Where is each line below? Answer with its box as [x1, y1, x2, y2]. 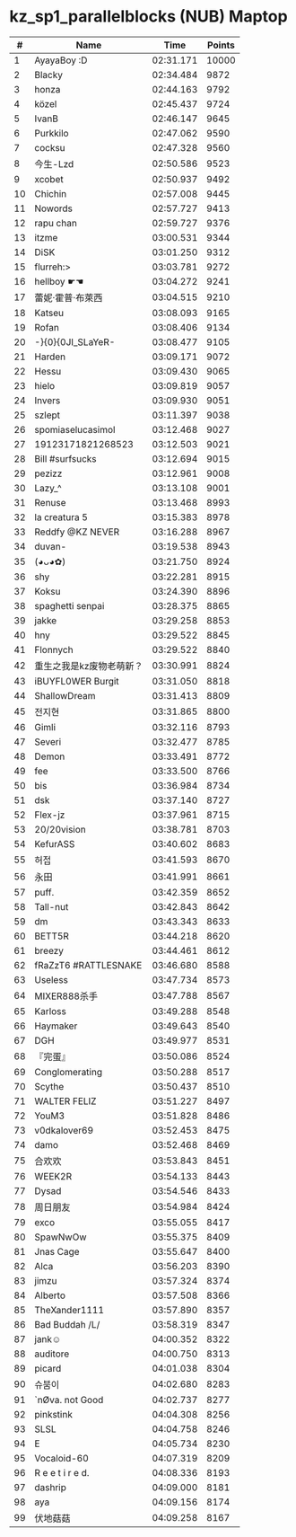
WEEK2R [34, 1170, 73, 1182]
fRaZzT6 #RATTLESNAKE [34, 958, 143, 971]
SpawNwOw [34, 1231, 87, 1243]
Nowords [34, 202, 74, 215]
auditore [34, 1347, 70, 1360]
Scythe [34, 1080, 65, 1092]
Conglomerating [34, 1065, 103, 1078]
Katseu [34, 306, 65, 319]
